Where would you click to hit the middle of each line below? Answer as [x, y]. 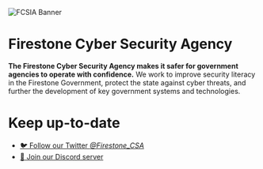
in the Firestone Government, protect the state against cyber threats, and [127, 82]
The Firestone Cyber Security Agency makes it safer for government [124, 66]
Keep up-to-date [64, 123]
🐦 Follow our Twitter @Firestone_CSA [82, 145]
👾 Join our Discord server [61, 156]
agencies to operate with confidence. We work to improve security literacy [132, 74]
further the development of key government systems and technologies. [124, 91]
